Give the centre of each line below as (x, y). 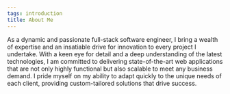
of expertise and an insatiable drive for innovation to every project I (102, 47)
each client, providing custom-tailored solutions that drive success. (102, 83)
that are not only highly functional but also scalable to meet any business (110, 69)
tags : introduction (35, 13)
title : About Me (30, 20)
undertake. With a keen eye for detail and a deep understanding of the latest (115, 54)
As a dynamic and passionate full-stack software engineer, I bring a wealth (113, 39)
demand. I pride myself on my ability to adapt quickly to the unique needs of (115, 75)
